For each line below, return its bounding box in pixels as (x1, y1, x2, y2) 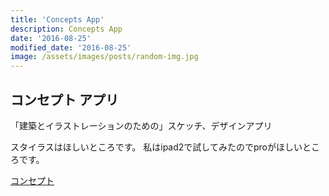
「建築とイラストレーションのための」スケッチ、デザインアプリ (10, 119, 273, 131)
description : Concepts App (10, 24, 123, 34)
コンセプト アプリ (10, 91, 119, 108)
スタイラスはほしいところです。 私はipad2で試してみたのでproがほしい (10, 141, 303, 153)
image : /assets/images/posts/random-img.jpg (10, 52, 199, 62)
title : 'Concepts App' (10, 14, 105, 25)
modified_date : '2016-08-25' (10, 42, 132, 53)
